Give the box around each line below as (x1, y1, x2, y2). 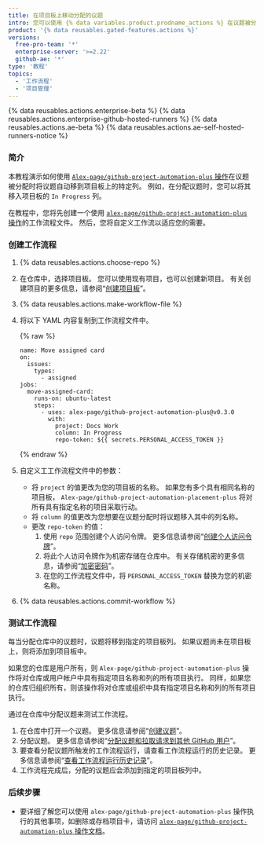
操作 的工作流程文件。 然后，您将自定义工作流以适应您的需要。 (8, 218, 210, 227)
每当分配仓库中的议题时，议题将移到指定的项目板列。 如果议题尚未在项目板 (8, 637, 251, 647)
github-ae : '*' (15, 56, 65, 64)
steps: (34, 401, 56, 409)
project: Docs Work (54, 422, 119, 430)
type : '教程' (8, 63, 49, 71)
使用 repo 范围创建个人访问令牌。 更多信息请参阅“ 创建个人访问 (42, 531, 246, 541)
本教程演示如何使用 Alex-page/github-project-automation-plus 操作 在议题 (8, 171, 250, 181)
